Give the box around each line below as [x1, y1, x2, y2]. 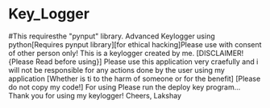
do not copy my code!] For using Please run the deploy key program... [8, 82, 241, 92]
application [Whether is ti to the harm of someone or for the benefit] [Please [8, 74, 261, 83]
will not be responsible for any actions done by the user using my [8, 65, 226, 74]
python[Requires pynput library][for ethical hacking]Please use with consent [8, 39, 262, 49]
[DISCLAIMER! [196, 48, 244, 58]
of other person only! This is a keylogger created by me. [8, 48, 195, 58]
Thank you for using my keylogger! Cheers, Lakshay [8, 90, 182, 100]
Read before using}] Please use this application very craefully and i [35, 57, 259, 66]
